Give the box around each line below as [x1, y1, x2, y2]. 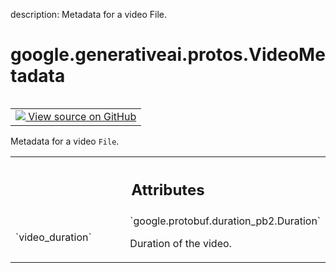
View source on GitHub [28, 109, 137, 123]
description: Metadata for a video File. [10, 9, 168, 20]
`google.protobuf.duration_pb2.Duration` [129, 214, 321, 228]
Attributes [131, 180, 205, 199]
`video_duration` [15, 230, 92, 244]
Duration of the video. [129, 237, 232, 251]
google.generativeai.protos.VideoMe [10, 44, 326, 66]
